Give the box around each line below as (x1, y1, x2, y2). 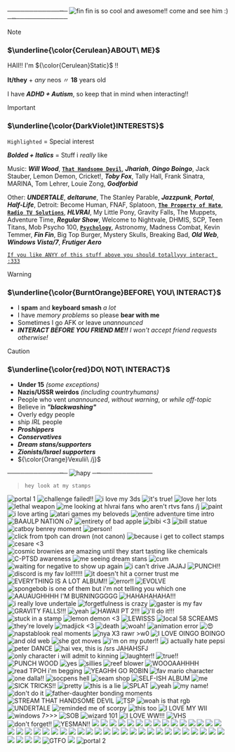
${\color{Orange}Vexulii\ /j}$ (17, 455, 102, 464)
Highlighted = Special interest (7, 137, 95, 146)
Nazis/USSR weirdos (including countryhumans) (17, 388, 159, 397)
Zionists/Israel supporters (17, 447, 96, 457)
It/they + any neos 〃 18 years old (7, 76, 107, 84)
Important (7, 103, 36, 112)
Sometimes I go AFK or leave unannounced (17, 318, 144, 326)
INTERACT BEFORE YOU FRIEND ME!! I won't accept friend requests (17, 326, 217, 334)
